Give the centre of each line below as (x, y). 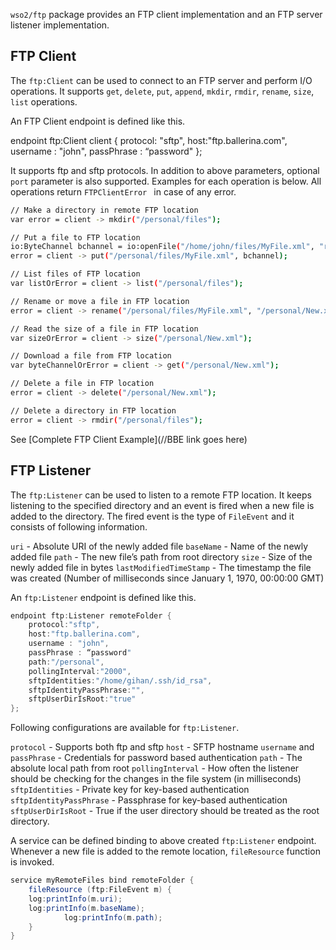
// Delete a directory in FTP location (93, 410)
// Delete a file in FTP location (82, 384)
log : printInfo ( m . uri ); (75, 899)
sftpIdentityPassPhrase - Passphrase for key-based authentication (149, 800)
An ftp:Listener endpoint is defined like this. (103, 597)
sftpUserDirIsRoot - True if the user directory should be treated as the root (165, 811)
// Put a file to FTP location (75, 237)
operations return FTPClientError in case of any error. (123, 191)
